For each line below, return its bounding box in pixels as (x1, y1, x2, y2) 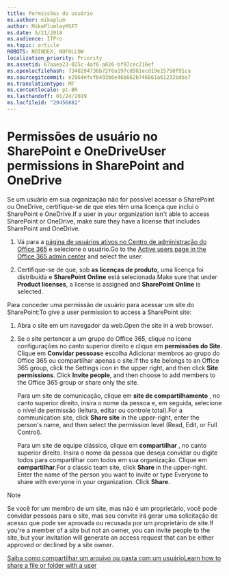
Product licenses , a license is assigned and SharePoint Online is (16, 280, 201, 288)
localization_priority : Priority (7, 55, 103, 62)
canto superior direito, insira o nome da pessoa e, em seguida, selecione (16, 398, 222, 407)
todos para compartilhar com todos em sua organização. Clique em (16, 455, 207, 464)
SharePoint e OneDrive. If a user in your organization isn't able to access (7, 210, 210, 218)
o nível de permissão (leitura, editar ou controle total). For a (16, 406, 183, 414)
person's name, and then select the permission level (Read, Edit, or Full (16, 420, 217, 429)
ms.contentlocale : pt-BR (7, 86, 78, 93)
